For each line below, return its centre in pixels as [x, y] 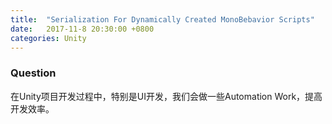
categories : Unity [48, 38]
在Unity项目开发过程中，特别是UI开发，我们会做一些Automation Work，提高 [166, 96]
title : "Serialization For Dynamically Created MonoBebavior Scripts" [162, 19]
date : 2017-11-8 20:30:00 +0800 [82, 29]
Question [33, 73]
